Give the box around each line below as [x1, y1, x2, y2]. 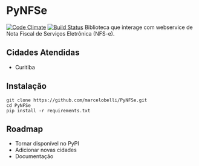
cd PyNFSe [6, 102, 31, 109]
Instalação [6, 81, 47, 91]
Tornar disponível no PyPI [15, 140, 80, 147]
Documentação [15, 153, 54, 160]
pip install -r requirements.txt [6, 107, 91, 113]
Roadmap [6, 124, 44, 134]
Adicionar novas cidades [15, 146, 77, 154]
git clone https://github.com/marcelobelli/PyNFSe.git [6, 97, 148, 103]
